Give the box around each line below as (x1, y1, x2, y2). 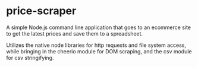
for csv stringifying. (6, 54, 54, 61)
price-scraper (6, 4, 77, 18)
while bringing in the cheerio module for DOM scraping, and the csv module (6, 47, 192, 55)
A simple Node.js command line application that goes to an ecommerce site (6, 24, 191, 31)
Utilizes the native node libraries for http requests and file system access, (6, 42, 186, 49)
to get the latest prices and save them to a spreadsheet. (6, 30, 143, 37)
